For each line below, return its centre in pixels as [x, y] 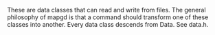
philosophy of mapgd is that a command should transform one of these [108, 17]
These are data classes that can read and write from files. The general [106, 10]
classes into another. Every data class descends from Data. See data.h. [108, 24]
